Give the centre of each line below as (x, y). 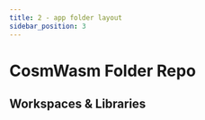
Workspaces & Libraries (78, 104)
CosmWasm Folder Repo (102, 71)
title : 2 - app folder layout (66, 18)
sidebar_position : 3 (48, 26)
